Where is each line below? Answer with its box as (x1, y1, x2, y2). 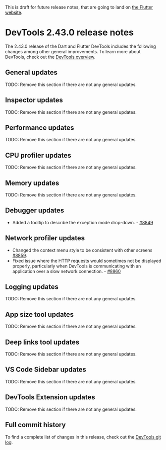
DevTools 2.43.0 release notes (5, 27, 134, 38)
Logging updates (5, 283, 58, 291)
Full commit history (5, 421, 66, 429)
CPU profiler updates (5, 151, 72, 160)
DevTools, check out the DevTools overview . (5, 54, 96, 60)
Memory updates (5, 179, 59, 187)
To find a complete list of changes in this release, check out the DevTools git (5, 434, 161, 440)
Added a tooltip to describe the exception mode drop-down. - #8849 (12, 219, 154, 225)
